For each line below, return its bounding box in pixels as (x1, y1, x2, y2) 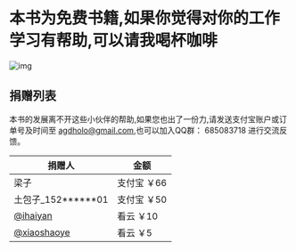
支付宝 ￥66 (117, 176, 168, 189)
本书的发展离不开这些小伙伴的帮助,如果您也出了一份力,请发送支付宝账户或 (9, 113, 280, 125)
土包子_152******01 (13, 193, 109, 206)
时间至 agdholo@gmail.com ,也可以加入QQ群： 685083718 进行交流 (32, 125, 280, 135)
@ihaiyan (13, 209, 53, 222)
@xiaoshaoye (13, 226, 70, 239)
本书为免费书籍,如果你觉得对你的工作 (9, 8, 281, 28)
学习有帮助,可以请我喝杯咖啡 (9, 30, 218, 51)
